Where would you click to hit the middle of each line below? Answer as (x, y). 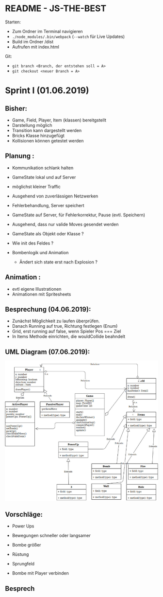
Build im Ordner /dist (33, 41)
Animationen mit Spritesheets (41, 294)
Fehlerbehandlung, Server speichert (48, 205)
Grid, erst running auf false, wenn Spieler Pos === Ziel (66, 332)
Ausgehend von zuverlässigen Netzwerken (55, 196)
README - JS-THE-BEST (56, 9)
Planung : (20, 156)
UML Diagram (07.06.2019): (48, 352)
